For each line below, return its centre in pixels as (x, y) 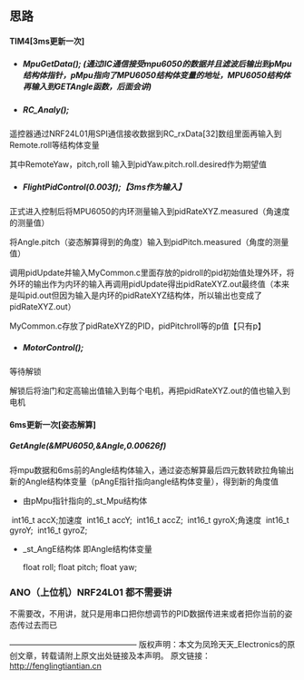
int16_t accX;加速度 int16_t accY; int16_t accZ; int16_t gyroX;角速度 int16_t (150, 519)
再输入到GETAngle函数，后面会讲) (87, 86)
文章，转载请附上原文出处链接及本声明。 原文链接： (113, 655)
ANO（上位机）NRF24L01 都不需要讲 (91, 592)
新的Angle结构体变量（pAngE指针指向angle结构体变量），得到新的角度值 (144, 481)
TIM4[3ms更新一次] (47, 41)
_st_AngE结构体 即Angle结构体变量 (87, 548)
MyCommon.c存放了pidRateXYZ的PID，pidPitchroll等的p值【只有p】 (137, 326)
